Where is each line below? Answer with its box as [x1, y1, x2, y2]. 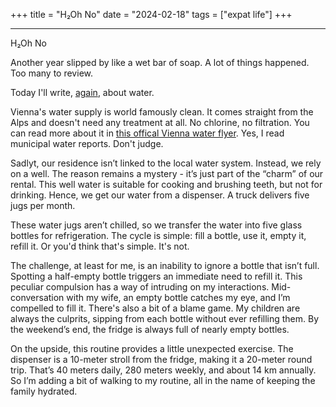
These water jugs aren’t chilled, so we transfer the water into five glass [10, 219, 303, 231]
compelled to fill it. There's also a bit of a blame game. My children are [10, 302, 301, 314]
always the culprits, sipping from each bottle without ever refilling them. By [10, 313, 320, 324]
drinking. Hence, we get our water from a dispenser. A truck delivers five [10, 189, 310, 201]
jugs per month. [10, 200, 76, 211]
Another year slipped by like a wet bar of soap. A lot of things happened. [10, 57, 310, 68]
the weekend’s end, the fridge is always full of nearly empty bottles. [10, 324, 290, 335]
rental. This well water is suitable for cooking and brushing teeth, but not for [10, 179, 323, 190]
